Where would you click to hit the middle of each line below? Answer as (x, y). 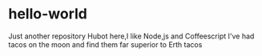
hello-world (48, 14)
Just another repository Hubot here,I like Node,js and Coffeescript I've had (131, 36)
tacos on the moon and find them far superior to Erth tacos (105, 44)
